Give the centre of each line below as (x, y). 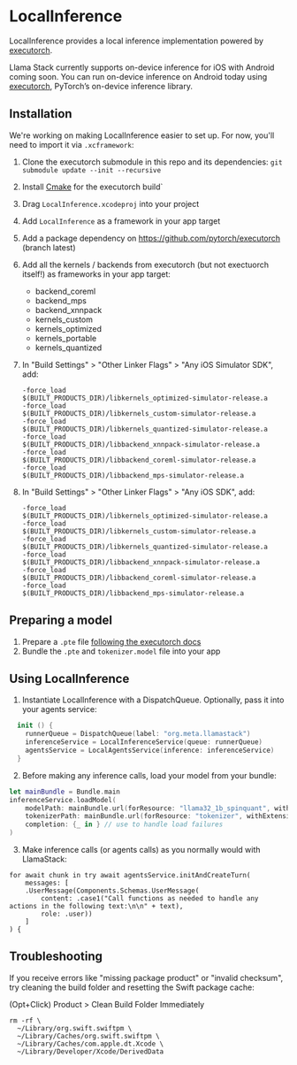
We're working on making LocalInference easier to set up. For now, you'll (142, 135)
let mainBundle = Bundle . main (65, 792)
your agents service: (59, 709)
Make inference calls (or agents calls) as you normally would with (141, 850)
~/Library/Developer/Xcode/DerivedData (91, 1051)
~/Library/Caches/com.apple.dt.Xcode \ (91, 1044)
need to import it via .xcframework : (72, 144)
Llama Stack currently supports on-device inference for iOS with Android (142, 67)
